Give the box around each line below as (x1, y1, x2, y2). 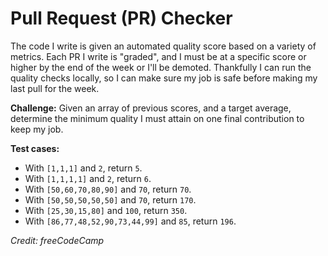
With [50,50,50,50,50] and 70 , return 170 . (24, 193, 197, 206)
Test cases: (10, 142, 60, 154)
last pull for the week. (10, 82, 100, 94)
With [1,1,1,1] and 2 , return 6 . (24, 172, 152, 184)
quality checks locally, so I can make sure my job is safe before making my (10, 72, 318, 84)
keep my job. (10, 123, 64, 135)
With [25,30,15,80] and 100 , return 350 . (24, 204, 188, 216)
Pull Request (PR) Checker (10, 7, 233, 30)
